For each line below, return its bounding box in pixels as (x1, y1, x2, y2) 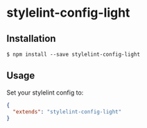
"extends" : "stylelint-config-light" (12, 108, 122, 115)
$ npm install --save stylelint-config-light (6, 51, 140, 58)
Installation (6, 33, 56, 45)
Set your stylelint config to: (6, 88, 84, 97)
